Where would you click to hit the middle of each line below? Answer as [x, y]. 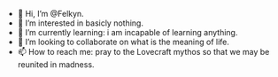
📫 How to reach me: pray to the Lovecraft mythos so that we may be [143, 52]
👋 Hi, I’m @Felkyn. [50, 14]
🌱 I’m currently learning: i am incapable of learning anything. [127, 32]
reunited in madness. [56, 65]
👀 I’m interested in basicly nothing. [81, 23]
